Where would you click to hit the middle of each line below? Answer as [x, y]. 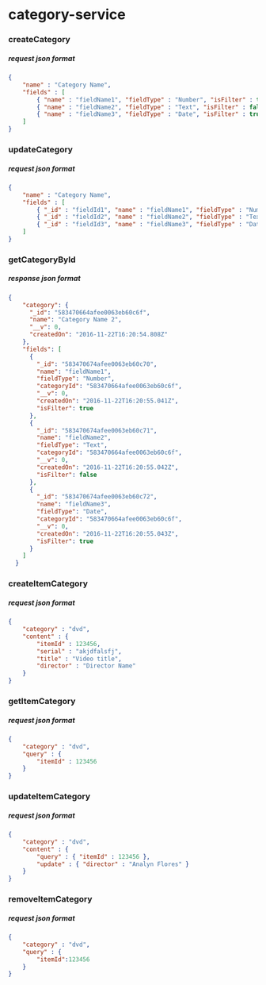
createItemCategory [48, 583]
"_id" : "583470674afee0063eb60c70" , [97, 364]
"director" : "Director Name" [86, 666]
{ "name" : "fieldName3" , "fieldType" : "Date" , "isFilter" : [141, 114]
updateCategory [41, 150]
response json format [44, 279]
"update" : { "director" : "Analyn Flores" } [113, 864]
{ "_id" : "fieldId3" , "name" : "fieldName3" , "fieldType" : [140, 225]
